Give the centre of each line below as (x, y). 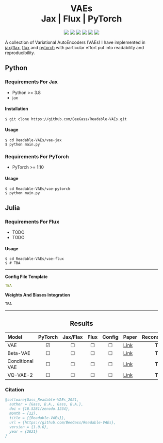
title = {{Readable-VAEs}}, (38, 418)
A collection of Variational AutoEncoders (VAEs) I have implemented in (75, 42)
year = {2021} (24, 431)
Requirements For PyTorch (37, 156)
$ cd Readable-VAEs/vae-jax (33, 140)
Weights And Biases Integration (38, 295)
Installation (16, 109)
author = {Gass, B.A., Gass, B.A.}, (46, 405)
